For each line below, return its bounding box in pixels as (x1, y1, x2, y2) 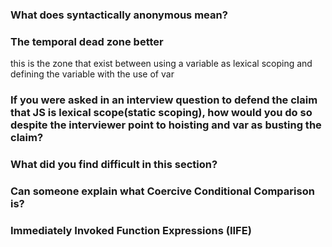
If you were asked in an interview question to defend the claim (10, 93, 318, 107)
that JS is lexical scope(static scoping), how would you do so (10, 106, 313, 120)
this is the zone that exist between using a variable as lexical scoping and (10, 58, 313, 70)
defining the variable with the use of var (10, 68, 175, 80)
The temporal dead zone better (10, 34, 164, 48)
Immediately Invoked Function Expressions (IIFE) (10, 223, 252, 237)
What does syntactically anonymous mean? (10, 8, 228, 22)
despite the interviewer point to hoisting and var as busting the (10, 118, 322, 132)
